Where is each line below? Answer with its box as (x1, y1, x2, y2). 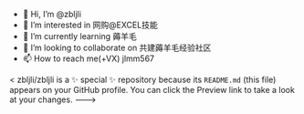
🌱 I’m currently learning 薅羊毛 (22, 31, 137, 41)
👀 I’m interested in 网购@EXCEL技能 (22, 19, 158, 30)
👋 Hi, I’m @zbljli (22, 9, 82, 19)
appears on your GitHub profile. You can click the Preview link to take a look (9, 85, 295, 95)
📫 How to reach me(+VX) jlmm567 (22, 53, 155, 64)
